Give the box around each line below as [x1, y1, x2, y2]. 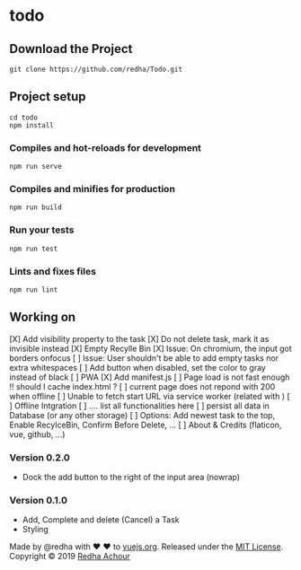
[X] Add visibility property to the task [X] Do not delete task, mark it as [9, 333, 270, 344]
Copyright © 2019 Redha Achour [9, 551, 130, 562]
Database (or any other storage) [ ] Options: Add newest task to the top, [9, 409, 276, 420]
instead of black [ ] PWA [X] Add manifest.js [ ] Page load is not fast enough [9, 372, 290, 382]
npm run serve [9, 162, 63, 171]
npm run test [9, 244, 58, 253]
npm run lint [9, 285, 58, 294]
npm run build [9, 203, 63, 212]
